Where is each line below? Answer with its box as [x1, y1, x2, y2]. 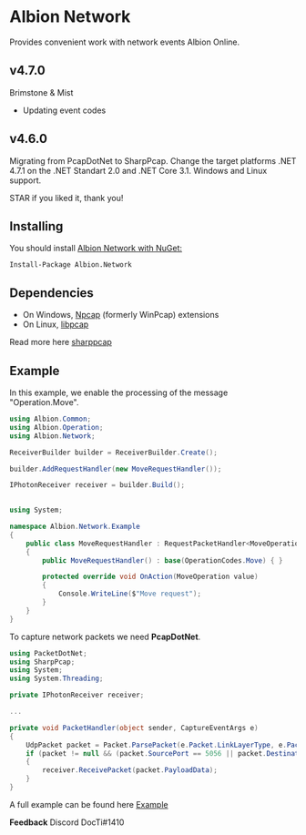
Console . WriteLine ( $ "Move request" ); [57, 589, 202, 598]
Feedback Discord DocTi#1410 [9, 817, 125, 828]
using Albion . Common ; [9, 414, 92, 423]
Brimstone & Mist [9, 87, 74, 97]
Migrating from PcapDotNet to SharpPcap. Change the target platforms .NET [9, 155, 297, 166]
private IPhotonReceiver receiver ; [9, 690, 145, 700]
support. [9, 175, 42, 186]
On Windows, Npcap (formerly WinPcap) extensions [22, 310, 219, 321]
